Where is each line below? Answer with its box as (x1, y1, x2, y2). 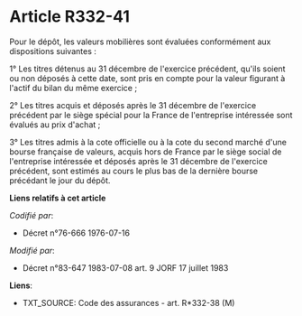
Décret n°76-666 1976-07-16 (22, 228, 131, 238)
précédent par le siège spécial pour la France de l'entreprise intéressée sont (9, 109, 293, 120)
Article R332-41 (9, 6, 131, 27)
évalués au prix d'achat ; (9, 119, 101, 130)
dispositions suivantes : (9, 45, 97, 56)
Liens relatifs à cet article (9, 192, 106, 203)
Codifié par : (9, 209, 54, 220)
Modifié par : (9, 245, 56, 256)
